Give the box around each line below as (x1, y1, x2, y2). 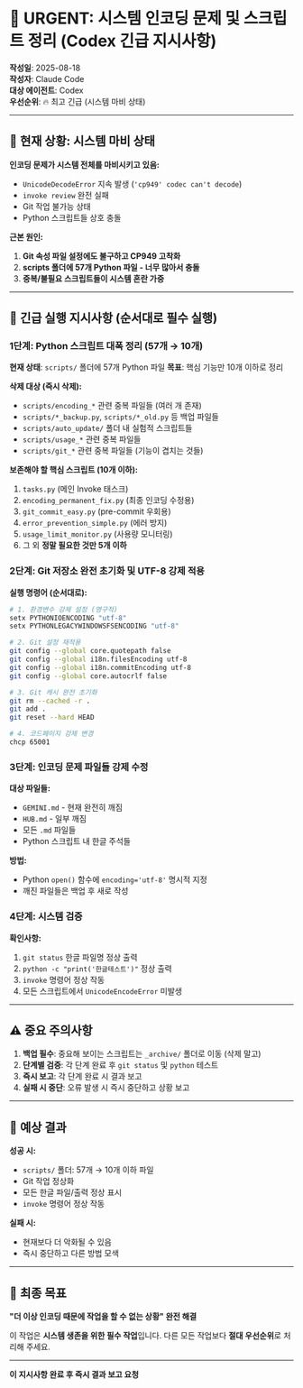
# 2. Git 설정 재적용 (9, 638, 81, 648)
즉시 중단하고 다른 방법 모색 (22, 1248, 120, 1259)
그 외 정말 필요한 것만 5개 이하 (22, 540, 128, 551)
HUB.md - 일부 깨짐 (22, 813, 87, 824)
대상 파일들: (9, 783, 51, 794)
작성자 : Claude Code (9, 73, 85, 84)
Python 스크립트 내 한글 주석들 (22, 836, 131, 847)
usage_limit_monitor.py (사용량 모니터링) (22, 529, 173, 539)
